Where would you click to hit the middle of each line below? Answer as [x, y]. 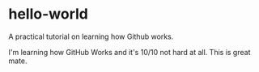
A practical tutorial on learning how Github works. [91, 36]
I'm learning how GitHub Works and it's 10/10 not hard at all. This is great [129, 52]
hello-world [49, 14]
